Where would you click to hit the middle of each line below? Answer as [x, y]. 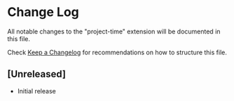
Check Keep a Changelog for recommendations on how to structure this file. [117, 52]
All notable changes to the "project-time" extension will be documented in [114, 31]
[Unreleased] [37, 74]
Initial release [36, 91]
